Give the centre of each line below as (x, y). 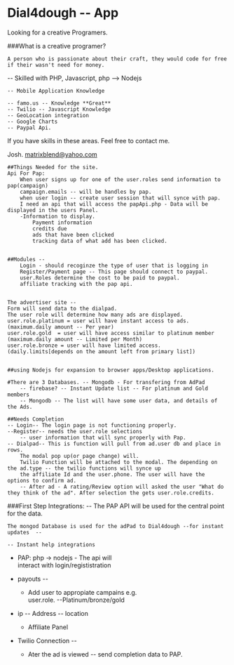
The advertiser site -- (42, 302)
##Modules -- (26, 259)
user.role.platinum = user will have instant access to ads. (98, 321)
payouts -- (33, 579)
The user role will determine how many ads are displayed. (95, 315)
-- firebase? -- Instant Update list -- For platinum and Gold (114, 388)
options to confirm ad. (42, 480)
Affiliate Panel (48, 627)
